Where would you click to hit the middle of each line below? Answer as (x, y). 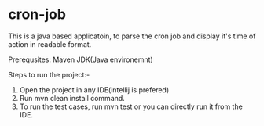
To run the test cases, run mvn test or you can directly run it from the (131, 106)
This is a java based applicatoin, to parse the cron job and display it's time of (132, 36)
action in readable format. (50, 44)
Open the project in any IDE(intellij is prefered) (94, 90)
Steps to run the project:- (49, 74)
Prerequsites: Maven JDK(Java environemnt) (81, 59)
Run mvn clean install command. (72, 98)
